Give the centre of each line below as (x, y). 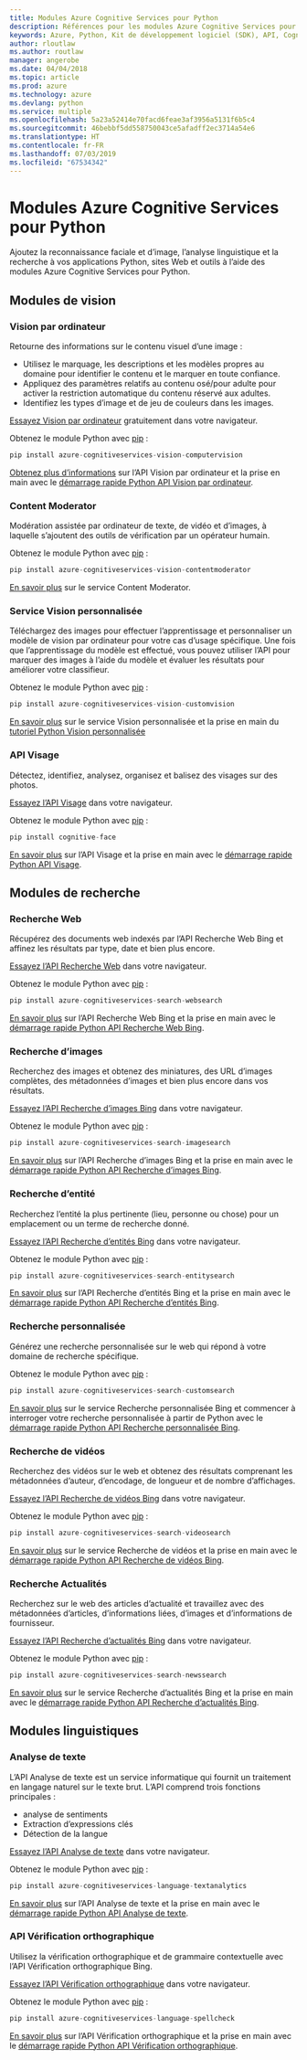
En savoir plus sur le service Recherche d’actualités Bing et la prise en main (152, 1693)
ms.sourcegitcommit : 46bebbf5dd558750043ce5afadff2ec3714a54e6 (132, 129)
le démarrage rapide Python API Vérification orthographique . (124, 2045)
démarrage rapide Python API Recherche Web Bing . (107, 1028)
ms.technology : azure (51, 94)
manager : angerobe (44, 60)
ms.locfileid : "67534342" (58, 162)
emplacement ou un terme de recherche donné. (100, 1223)
